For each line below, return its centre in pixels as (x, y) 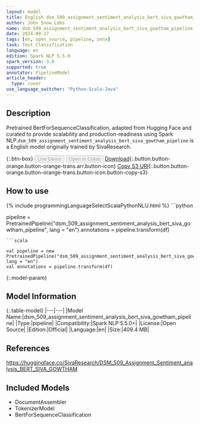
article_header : (26, 78)
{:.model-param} (27, 278)
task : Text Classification (40, 45)
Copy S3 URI (133, 166)
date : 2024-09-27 (28, 34)
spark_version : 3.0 (30, 61)
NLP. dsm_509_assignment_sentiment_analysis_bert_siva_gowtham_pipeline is (100, 140)
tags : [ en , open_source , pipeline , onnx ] (58, 39)
